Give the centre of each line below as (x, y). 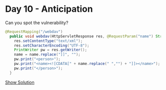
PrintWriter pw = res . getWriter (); (51, 50)
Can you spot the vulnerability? (37, 23)
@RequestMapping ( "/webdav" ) (34, 31)
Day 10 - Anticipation (49, 9)
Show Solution (20, 82)
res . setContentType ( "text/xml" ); (48, 41)
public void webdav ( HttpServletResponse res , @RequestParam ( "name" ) (82, 36)
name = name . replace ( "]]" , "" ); (47, 55)
